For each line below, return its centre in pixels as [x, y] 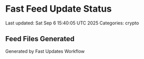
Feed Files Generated [40, 39]
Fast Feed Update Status [58, 9]
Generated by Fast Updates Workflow [45, 51]
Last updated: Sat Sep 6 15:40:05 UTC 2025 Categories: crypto [72, 23]
